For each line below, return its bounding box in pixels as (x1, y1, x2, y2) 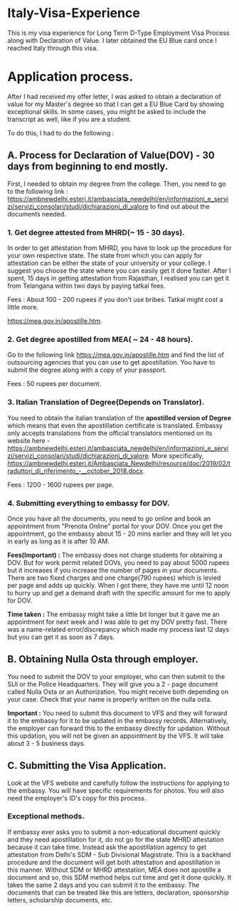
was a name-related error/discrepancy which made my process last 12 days (7, 625, 230, 633)
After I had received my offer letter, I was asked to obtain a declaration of (7, 92, 222, 100)
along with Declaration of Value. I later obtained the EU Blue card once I (7, 36, 217, 44)
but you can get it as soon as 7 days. (7, 633, 115, 641)
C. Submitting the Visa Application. (7, 760, 167, 772)
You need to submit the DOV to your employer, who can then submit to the (7, 672, 225, 681)
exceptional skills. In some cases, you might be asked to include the (7, 107, 206, 115)
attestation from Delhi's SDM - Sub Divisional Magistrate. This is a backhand (7, 850, 231, 859)
